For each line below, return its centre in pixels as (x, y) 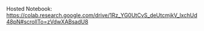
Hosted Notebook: (29, 9)
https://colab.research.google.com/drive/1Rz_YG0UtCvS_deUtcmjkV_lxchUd (102, 15)
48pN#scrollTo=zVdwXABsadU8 (47, 22)
